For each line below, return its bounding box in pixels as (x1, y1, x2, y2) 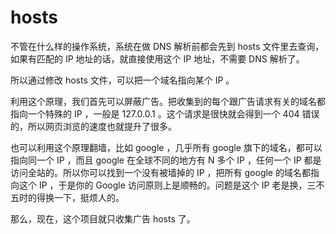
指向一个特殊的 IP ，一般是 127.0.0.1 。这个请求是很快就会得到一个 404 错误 (10, 107, 320, 120)
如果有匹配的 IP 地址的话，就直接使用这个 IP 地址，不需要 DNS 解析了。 (10, 52, 305, 65)
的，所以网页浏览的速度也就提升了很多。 (10, 120, 177, 132)
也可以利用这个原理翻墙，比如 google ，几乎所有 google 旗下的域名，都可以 (10, 141, 323, 153)
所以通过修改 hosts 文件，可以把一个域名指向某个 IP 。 (10, 74, 235, 86)
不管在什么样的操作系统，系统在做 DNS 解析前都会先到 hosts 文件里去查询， (10, 40, 325, 52)
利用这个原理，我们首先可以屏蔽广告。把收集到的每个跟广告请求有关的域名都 (10, 95, 326, 107)
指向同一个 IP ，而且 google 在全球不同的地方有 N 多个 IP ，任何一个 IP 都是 (10, 154, 322, 166)
